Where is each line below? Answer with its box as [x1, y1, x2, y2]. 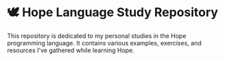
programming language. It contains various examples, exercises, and [7, 39, 202, 47]
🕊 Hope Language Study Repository [7, 5, 218, 20]
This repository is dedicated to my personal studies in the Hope [7, 31, 187, 40]
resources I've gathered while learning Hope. [7, 46, 135, 54]
